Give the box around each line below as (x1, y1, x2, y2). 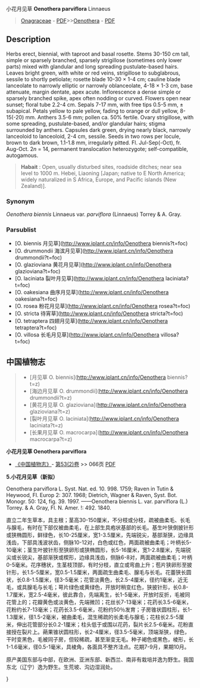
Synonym (6, 197, 35, 205)
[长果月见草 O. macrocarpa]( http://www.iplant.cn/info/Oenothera (29, 429, 189, 436)
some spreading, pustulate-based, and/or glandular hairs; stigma (6, 120, 165, 127)
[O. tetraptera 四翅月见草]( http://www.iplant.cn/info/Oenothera (14, 317, 168, 325)
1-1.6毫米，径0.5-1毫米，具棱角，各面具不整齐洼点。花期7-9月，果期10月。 (6, 643, 190, 650)
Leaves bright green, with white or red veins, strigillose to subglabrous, (6, 69, 180, 76)
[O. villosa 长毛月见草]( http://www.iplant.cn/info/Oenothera (14, 331, 160, 338)
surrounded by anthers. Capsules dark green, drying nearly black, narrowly (6, 126, 191, 133)
